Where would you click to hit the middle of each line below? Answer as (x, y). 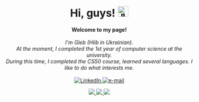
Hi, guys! (93, 13)
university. (99, 55)
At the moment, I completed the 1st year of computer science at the (99, 48)
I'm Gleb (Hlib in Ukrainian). (99, 42)
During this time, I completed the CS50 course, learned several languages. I (99, 61)
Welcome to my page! (99, 29)
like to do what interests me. (99, 67)
